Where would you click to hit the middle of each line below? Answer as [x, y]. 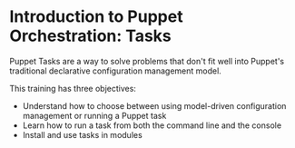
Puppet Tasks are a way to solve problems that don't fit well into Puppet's [147, 61]
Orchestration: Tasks [91, 36]
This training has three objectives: [73, 88]
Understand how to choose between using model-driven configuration [154, 105]
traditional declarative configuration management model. [116, 71]
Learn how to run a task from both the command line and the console [152, 125]
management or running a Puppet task [94, 115]
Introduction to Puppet [96, 17]
